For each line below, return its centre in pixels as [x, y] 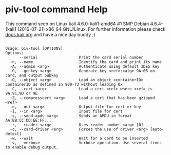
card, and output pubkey [32, 75]
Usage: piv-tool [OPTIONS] [34, 48]
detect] [14, 134]
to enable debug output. [32, 147]
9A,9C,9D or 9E [22, 93]
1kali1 [11, 29]
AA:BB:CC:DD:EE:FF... [28, 120]
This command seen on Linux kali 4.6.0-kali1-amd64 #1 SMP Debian [77, 24]
